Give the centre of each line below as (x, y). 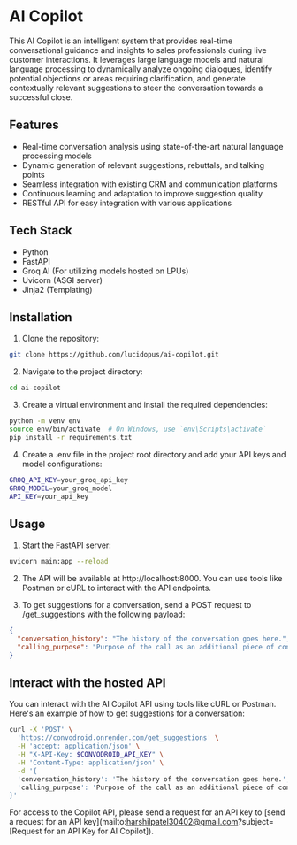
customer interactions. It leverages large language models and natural (137, 59)
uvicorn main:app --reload (59, 562)
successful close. (41, 97)
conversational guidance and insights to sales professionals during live (138, 50)
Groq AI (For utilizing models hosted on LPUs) (105, 271)
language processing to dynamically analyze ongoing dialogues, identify (141, 69)
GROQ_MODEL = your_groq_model (61, 488)
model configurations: (62, 464)
